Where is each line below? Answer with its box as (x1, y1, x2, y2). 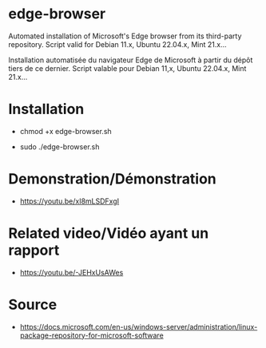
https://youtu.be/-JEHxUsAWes (19, 267, 124, 277)
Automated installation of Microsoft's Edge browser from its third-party (8, 31, 242, 41)
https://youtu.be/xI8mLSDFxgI (19, 196, 120, 206)
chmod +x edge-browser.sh (19, 126, 112, 136)
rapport (8, 241, 60, 259)
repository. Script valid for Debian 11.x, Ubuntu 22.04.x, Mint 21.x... (8, 39, 228, 49)
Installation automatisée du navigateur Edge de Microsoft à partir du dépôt (8, 55, 253, 65)
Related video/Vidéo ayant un (8, 224, 209, 242)
